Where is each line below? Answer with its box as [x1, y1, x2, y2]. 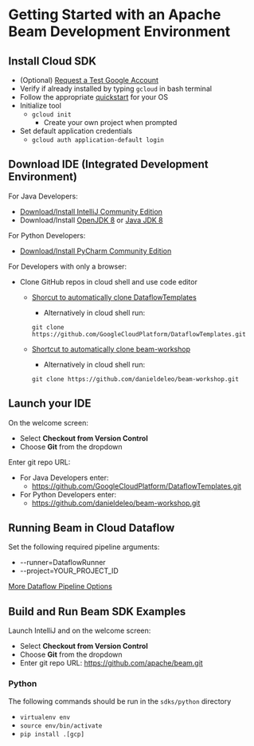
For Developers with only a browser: [8, 261, 127, 271]
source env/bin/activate [19, 721, 103, 730]
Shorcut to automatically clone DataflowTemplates [31, 293, 197, 302]
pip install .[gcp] [19, 730, 85, 738]
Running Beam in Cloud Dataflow [8, 521, 175, 535]
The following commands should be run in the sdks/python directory [8, 696, 232, 706]
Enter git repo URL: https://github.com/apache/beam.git [19, 658, 203, 668]
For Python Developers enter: [19, 489, 117, 499]
